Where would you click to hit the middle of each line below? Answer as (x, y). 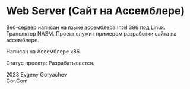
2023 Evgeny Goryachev (37, 74)
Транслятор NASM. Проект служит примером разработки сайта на (91, 33)
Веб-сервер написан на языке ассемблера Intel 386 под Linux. (86, 27)
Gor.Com (17, 81)
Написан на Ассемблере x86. (44, 51)
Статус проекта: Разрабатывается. (50, 63)
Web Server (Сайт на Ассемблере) (96, 11)
